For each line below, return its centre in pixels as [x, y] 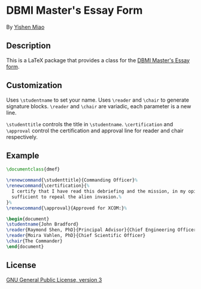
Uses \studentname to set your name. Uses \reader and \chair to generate [98, 100]
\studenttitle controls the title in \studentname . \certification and [90, 124]
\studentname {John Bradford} [42, 224]
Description [28, 46]
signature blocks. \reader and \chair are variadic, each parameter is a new [99, 106]
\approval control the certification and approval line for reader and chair [95, 130]
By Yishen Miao [25, 27]
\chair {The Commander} [34, 241]
